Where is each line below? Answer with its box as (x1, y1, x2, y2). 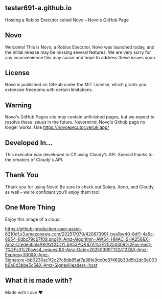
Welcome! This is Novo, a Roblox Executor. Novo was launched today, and (5, 44, 155, 50)
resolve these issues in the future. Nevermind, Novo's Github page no (5, 119, 146, 125)
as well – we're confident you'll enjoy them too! (5, 189, 100, 195)
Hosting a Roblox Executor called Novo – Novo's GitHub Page (5, 17, 129, 23)
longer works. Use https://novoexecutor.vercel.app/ (5, 124, 109, 130)
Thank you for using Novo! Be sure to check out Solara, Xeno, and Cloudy (5, 184, 154, 190)
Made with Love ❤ (5, 289, 43, 295)
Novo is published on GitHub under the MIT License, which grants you (5, 82, 147, 88)
